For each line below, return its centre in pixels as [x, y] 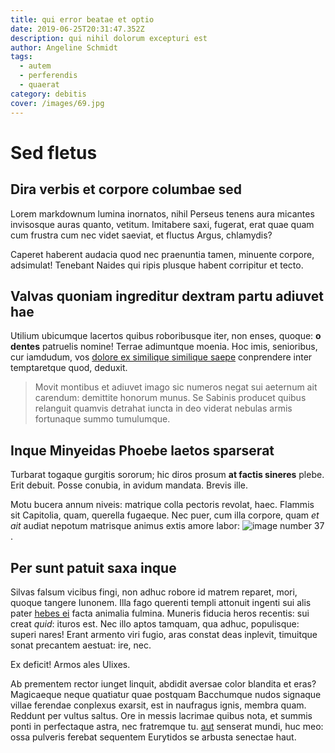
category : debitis [48, 94]
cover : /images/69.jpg [57, 103]
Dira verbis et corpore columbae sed [126, 189]
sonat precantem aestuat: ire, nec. [81, 645]
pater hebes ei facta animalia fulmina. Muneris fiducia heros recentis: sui [160, 613]
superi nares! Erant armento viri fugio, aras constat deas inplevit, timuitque [164, 634]
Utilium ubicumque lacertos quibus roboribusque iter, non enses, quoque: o [166, 336]
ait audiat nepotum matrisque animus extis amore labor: [125, 526]
